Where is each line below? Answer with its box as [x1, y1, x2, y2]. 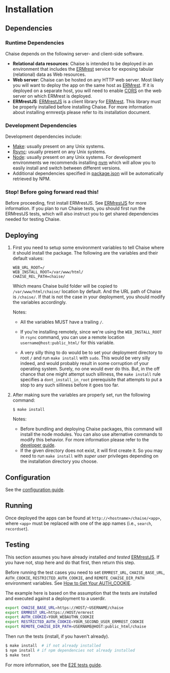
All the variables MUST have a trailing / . [20, 319, 104, 325]
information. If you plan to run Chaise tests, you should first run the [5, 205, 146, 212]
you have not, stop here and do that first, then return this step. [5, 559, 135, 566]
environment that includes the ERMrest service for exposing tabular [12, 66, 154, 72]
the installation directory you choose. [20, 458, 98, 464]
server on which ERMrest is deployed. [12, 93, 92, 99]
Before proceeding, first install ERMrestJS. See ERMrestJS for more [5, 200, 147, 206]
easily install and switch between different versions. [12, 165, 121, 171]
